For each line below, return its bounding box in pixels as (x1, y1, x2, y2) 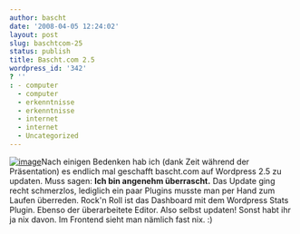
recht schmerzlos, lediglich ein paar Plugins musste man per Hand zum (9, 185, 276, 196)
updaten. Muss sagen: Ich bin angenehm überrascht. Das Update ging (9, 175, 276, 186)
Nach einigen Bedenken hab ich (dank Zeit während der (41, 156, 250, 167)
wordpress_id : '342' (9, 64, 88, 73)
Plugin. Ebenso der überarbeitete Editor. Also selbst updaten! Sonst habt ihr (9, 204, 292, 215)
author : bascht (9, 13, 67, 23)
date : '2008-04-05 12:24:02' (9, 22, 120, 31)
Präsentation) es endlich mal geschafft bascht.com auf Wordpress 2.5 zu (9, 165, 283, 177)
